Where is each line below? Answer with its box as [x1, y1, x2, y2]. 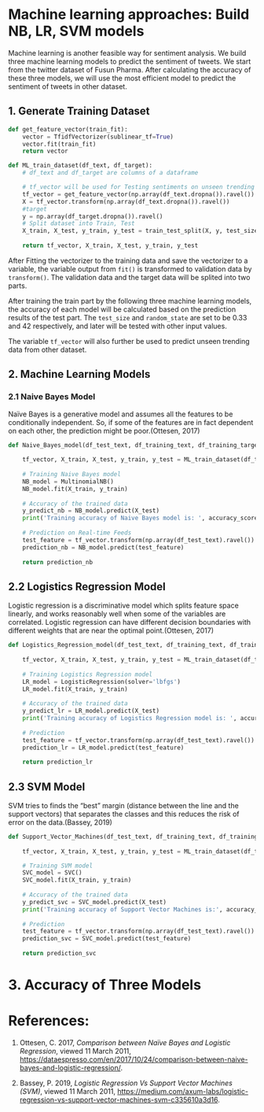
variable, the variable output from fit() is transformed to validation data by [8, 264, 252, 273]
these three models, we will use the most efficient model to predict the [8, 73, 236, 83]
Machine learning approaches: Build [8, 6, 250, 24]
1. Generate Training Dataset [8, 105, 151, 118]
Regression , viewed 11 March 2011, [19, 1047, 132, 1056]
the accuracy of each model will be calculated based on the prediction [8, 305, 236, 314]
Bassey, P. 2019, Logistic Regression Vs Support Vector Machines [19, 1078, 233, 1088]
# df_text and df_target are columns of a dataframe [22, 169, 199, 177]
